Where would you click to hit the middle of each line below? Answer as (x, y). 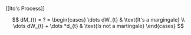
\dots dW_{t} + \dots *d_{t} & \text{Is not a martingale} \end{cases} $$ (98, 26)
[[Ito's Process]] (25, 8)
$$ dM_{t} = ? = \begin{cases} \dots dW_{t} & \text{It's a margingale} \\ (98, 20)
